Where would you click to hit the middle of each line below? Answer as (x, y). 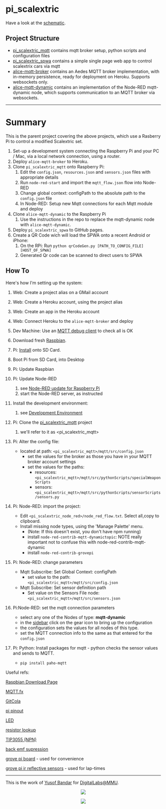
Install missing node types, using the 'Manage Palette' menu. (82, 526)
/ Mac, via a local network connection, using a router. (67, 156)
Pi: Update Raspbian (33, 369)
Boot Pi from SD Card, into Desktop (49, 359)
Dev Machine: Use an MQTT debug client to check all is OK (73, 331)
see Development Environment (51, 412)
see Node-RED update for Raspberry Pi (60, 388)
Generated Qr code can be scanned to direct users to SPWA (81, 255)
